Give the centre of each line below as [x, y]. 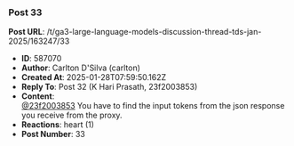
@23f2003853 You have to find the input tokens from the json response [153, 106]
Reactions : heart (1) [58, 125]
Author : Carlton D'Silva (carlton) [81, 68]
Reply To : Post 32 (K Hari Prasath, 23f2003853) [109, 87]
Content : [38, 96]
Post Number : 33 [53, 134]
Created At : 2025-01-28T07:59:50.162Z [94, 77]
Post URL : [27, 32]
